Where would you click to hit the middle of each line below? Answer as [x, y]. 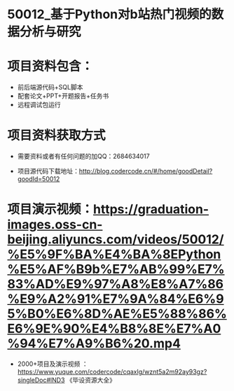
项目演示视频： [50, 209]
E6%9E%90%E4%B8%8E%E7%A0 [114, 329]
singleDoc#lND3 [41, 380]
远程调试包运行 [39, 105]
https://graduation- [151, 209]
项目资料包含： [50, 66]
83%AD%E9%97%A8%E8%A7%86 [116, 284]
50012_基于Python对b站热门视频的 [109, 14]
